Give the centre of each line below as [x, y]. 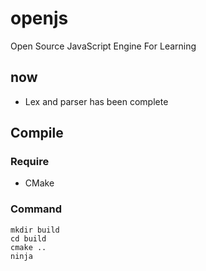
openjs [39, 18]
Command [36, 209]
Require [30, 162]
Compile [37, 133]
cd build [28, 238]
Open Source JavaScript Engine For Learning [103, 46]
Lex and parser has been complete [96, 101]
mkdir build [35, 230]
